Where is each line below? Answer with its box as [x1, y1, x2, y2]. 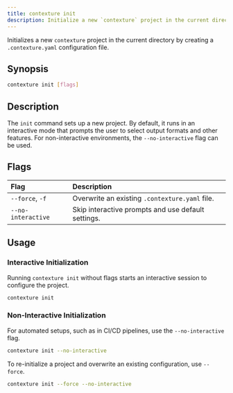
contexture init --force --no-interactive [7, 381, 132, 387]
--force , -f [10, 193, 47, 203]
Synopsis [7, 63, 49, 75]
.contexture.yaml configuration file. [7, 43, 110, 51]
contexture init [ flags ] [7, 81, 79, 89]
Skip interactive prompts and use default [72, 204, 205, 214]
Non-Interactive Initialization [7, 311, 106, 320]
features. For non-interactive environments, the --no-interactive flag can [7, 134, 218, 142]
